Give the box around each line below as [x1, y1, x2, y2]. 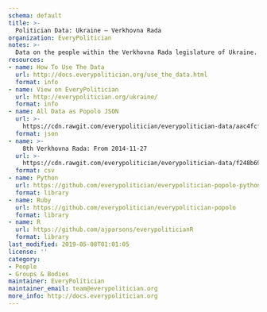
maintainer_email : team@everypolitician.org [8, 285, 158, 293]
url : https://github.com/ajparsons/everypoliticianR [15, 225, 194, 234]
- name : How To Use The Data [8, 64, 105, 71]
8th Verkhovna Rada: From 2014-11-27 [22, 144, 148, 152]
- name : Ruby [8, 196, 52, 204]
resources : [8, 56, 44, 64]
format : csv [15, 167, 56, 175]
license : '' [8, 248, 48, 256]
